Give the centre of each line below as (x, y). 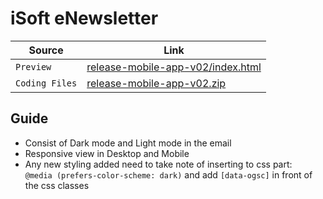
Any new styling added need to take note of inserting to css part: (158, 164)
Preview (33, 66)
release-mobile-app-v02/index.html (174, 67)
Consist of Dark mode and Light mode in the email (128, 143)
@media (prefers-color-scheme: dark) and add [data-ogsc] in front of (168, 174)
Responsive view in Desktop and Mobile (107, 153)
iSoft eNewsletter (84, 18)
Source (46, 50)
